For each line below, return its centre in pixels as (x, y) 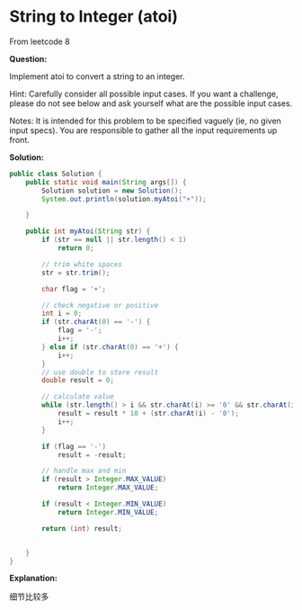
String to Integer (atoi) (93, 17)
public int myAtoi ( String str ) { (88, 231)
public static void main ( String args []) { (106, 182)
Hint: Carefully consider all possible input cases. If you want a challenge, (144, 94)
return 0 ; (75, 248)
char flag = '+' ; (74, 289)
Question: (28, 58)
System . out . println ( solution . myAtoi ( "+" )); (124, 199)
